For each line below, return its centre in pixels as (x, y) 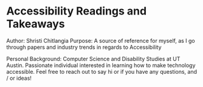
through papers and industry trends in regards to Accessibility (84, 47)
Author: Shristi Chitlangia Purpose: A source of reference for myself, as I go (101, 40)
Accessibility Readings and (77, 11)
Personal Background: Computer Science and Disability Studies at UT (93, 59)
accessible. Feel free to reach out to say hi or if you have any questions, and (102, 71)
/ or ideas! (19, 78)
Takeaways (36, 24)
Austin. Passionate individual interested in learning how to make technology (101, 65)
